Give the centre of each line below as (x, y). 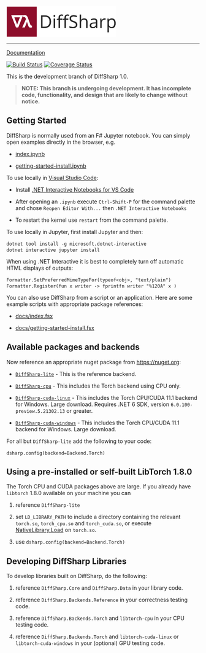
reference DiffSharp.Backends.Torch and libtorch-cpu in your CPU (100, 618)
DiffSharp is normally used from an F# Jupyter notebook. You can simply (98, 135)
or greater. (80, 410)
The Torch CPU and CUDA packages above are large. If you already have (99, 487)
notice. (31, 101)
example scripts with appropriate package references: (75, 304)
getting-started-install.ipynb (51, 166)
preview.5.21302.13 (40, 411)
